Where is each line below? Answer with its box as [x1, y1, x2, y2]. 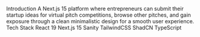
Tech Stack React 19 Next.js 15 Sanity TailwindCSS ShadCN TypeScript [6, 24, 182, 31]
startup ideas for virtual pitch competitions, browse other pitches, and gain [6, 11, 191, 18]
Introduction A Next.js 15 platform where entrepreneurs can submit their [6, 5, 184, 12]
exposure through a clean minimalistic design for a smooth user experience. [6, 18, 195, 24]
